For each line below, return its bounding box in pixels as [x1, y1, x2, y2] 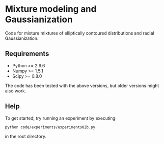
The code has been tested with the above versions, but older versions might [5, 83, 159, 88]
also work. [5, 87, 26, 94]
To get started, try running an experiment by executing [5, 115, 116, 121]
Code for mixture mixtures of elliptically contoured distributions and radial [5, 30, 155, 36]
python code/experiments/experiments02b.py [5, 124, 96, 130]
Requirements [5, 50, 49, 58]
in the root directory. [5, 133, 47, 139]
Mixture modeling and [5, 3, 97, 15]
